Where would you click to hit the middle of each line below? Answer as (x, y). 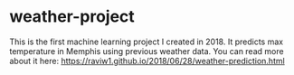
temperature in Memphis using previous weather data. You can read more (147, 51)
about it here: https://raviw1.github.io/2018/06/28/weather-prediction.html (147, 61)
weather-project (72, 17)
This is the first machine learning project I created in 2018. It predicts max (146, 42)
